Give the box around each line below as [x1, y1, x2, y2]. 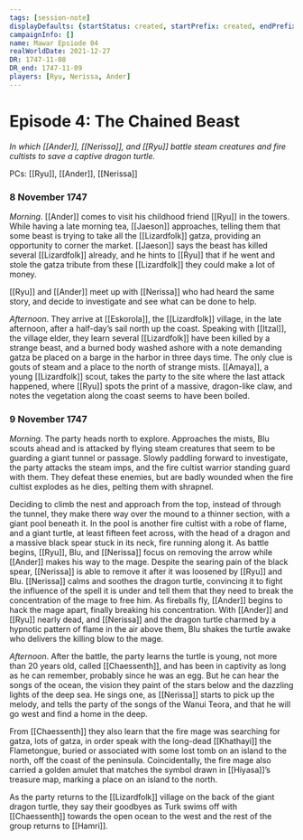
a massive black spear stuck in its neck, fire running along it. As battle [9, 537, 269, 548]
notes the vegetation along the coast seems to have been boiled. [9, 390, 251, 401]
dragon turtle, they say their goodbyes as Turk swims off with [9, 801, 237, 812]
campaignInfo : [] [9, 30, 75, 39]
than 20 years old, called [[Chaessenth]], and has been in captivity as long [9, 661, 287, 672]
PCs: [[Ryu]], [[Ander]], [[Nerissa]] [9, 168, 138, 179]
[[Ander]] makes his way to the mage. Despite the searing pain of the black [9, 557, 289, 568]
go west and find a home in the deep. [9, 709, 149, 720]
